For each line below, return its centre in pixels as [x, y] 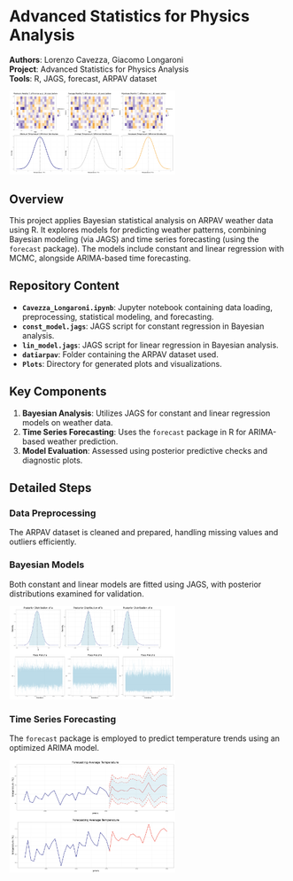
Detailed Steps [50, 488]
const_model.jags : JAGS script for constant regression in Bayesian [143, 326]
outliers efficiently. [43, 542]
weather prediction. [83, 441]
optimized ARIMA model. [54, 748]
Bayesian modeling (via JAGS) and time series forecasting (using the [134, 239]
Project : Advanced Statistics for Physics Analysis [99, 69]
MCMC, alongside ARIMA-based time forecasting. [100, 258]
